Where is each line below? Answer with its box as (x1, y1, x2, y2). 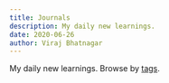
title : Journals (9, 13, 70, 23)
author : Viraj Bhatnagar (9, 38, 103, 48)
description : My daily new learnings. (9, 22, 155, 31)
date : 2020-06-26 (9, 30, 75, 39)
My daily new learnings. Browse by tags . (9, 63, 161, 74)
